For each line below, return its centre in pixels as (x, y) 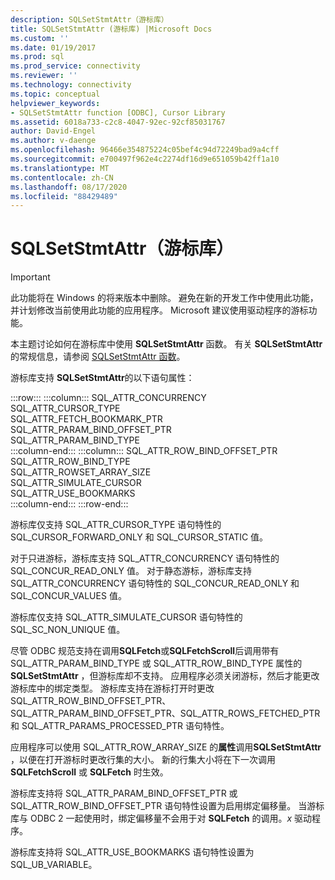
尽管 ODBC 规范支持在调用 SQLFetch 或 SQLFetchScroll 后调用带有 (145, 651)
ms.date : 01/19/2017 (53, 47)
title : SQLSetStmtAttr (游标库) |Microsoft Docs (111, 29)
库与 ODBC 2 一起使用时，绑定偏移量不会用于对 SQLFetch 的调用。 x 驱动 (161, 818)
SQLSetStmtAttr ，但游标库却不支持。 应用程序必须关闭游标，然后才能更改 (165, 676)
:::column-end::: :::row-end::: (69, 504)
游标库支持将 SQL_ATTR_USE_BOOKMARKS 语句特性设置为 (132, 852)
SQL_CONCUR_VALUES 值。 (68, 596)
